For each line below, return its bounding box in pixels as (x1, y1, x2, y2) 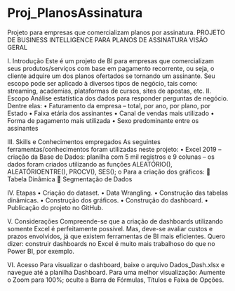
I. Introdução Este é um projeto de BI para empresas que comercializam (7, 56, 214, 65)
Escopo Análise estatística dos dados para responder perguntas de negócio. (7, 93, 229, 103)
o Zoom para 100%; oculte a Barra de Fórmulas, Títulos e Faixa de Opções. (7, 276, 224, 284)
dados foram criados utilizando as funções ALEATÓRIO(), (7, 160, 173, 168)
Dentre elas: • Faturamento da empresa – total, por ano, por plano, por (7, 101, 211, 110)
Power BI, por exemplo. (7, 247, 75, 255)
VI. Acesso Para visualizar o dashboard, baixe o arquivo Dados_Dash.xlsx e (7, 260, 225, 269)
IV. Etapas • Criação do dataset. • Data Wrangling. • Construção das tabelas (7, 188, 229, 197)
